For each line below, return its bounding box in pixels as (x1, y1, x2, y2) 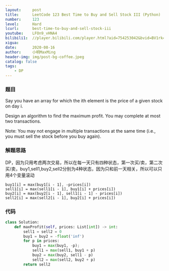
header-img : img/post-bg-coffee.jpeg (5, 54, 84, 60)
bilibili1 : (5, 36, 28, 41)
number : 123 (5, 17, 39, 22)
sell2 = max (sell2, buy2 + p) (32, 257, 96, 262)
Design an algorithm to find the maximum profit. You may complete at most (5, 113, 161, 119)
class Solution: (5, 220, 39, 225)
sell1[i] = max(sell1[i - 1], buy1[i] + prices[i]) (5, 186, 116, 192)
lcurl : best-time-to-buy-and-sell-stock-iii (5, 26, 112, 31)
